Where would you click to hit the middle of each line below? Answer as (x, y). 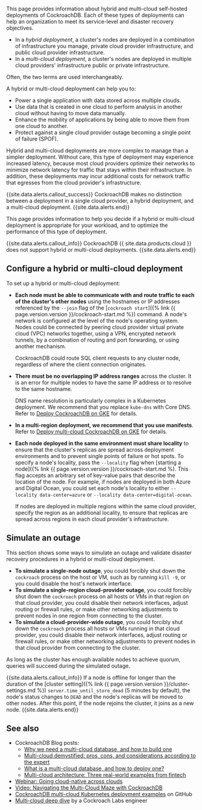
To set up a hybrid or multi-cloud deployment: (63, 283)
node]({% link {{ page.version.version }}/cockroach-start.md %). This (102, 469)
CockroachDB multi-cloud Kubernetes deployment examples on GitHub (104, 794)
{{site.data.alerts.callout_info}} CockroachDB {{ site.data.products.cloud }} (99, 243)
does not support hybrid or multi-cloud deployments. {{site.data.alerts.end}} (101, 250)
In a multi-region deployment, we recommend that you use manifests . (104, 425)
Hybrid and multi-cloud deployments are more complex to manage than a (97, 151)
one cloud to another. (41, 126)
